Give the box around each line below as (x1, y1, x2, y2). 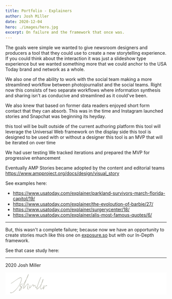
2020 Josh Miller (5, 262, 41, 268)
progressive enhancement (5, 155, 60, 161)
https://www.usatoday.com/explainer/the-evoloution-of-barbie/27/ (12, 201, 154, 207)
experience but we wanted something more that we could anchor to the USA (5, 61, 167, 67)
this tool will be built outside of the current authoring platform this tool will (5, 123, 161, 130)
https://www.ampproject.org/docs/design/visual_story (5, 170, 119, 177)
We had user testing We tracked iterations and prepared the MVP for (5, 149, 150, 156)
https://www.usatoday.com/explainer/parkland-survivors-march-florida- (12, 190, 165, 197)
